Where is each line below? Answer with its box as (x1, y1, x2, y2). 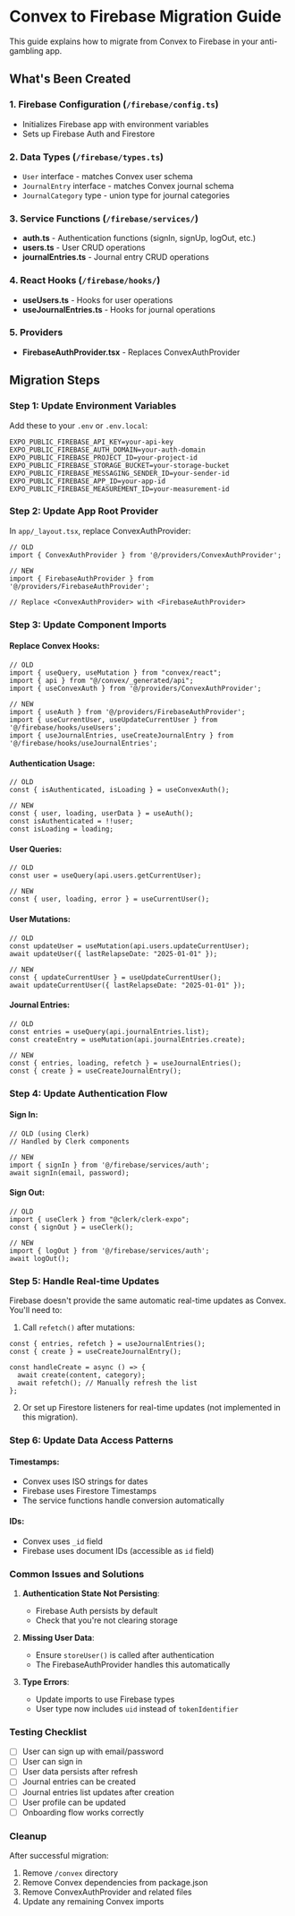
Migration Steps (9, 373, 101, 388)
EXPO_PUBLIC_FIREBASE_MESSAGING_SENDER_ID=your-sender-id (9, 469, 230, 478)
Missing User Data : (21, 1632, 96, 1643)
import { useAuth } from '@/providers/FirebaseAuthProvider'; (9, 707, 246, 716)
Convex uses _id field (21, 1535, 103, 1547)
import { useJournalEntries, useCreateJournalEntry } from (9, 730, 234, 740)
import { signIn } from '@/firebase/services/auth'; (9, 1161, 210, 1169)
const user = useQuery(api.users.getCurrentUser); (9, 871, 202, 880)
